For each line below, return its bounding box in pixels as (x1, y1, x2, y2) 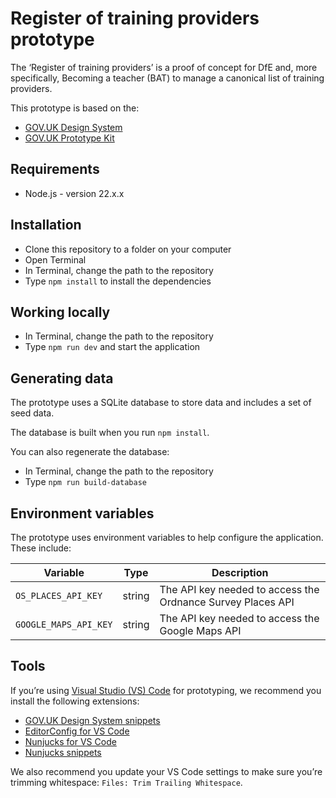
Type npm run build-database (24, 476, 147, 488)
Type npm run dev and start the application (24, 341, 201, 353)
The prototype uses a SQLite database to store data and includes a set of (10, 397, 312, 409)
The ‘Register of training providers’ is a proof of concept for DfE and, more (10, 61, 318, 73)
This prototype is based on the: (10, 102, 140, 114)
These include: (10, 542, 72, 554)
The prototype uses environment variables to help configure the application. (10, 532, 324, 543)
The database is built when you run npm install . (10, 427, 210, 439)
